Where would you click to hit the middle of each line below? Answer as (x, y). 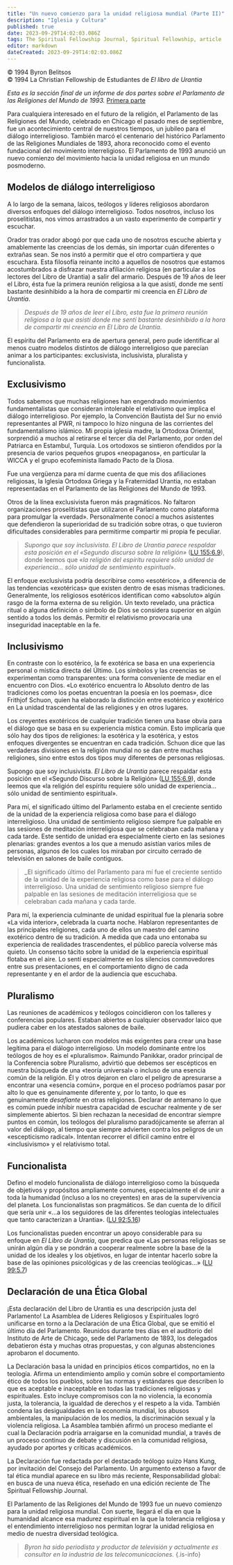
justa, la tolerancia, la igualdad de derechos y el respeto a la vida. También (114, 1403)
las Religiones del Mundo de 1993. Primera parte (76, 100)
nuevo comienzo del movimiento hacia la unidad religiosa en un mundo (109, 158)
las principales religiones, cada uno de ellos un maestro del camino (103, 930)
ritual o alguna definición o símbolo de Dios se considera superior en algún (114, 610)
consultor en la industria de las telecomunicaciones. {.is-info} (112, 1554)
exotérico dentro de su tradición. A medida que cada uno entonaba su (107, 937)
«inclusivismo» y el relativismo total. (59, 1144)
